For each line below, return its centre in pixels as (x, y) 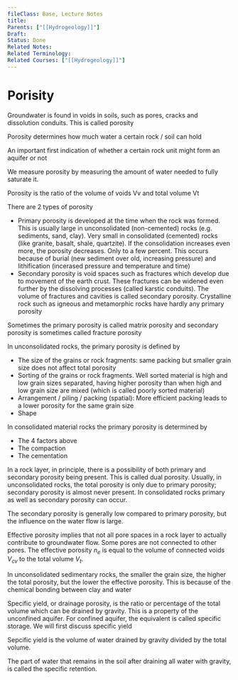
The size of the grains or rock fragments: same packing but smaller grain (124, 360)
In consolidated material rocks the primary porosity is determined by (107, 427)
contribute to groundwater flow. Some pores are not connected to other (112, 542)
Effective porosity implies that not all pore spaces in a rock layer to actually (117, 535)
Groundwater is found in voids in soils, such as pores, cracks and (103, 115)
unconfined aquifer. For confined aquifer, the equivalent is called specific (114, 619)
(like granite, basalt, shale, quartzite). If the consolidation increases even (124, 243)
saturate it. (23, 179)
